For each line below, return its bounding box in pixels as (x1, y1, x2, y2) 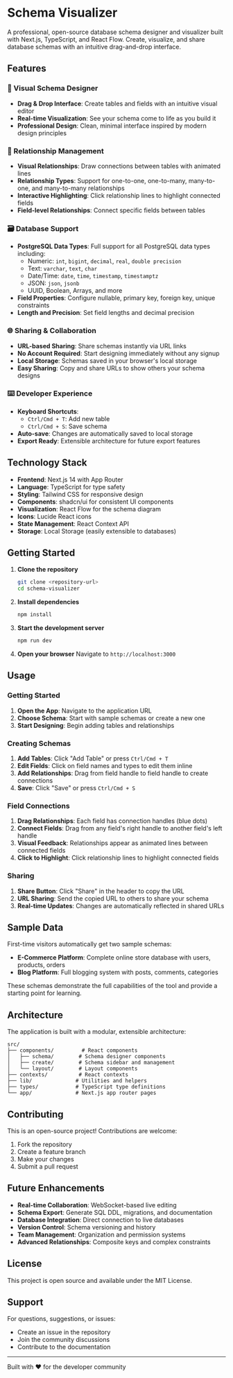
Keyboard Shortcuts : (17, 407, 79, 416)
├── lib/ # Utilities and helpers (7, 1078, 148, 1084)
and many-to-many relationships (31, 184, 125, 192)
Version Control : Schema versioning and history (17, 1223, 156, 1231)
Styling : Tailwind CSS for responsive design (17, 490, 144, 498)
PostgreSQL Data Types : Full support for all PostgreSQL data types (17, 242, 210, 250)
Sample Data (7, 921, 64, 933)
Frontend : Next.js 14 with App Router (17, 475, 123, 484)
